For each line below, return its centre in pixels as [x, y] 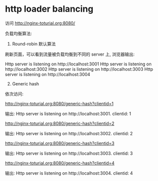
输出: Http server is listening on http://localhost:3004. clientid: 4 [69, 173]
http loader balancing [49, 9]
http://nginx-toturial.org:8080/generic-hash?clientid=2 [60, 123]
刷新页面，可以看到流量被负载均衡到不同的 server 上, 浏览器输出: [70, 54]
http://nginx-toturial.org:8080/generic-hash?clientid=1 [59, 103]
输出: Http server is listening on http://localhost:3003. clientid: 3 [69, 153]
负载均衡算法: [19, 33]
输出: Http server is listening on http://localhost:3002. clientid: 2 [69, 133]
